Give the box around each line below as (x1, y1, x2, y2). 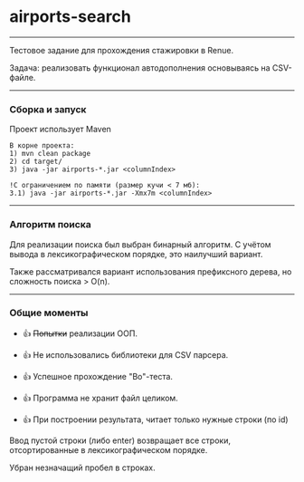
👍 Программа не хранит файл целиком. (22, 392, 178, 403)
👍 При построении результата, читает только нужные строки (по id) (22, 414, 289, 425)
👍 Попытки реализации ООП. (22, 328, 138, 339)
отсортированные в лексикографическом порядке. (9, 444, 208, 455)
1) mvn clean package (9, 149, 91, 159)
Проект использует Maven (9, 124, 111, 135)
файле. (9, 72, 36, 82)
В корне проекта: (9, 141, 75, 150)
